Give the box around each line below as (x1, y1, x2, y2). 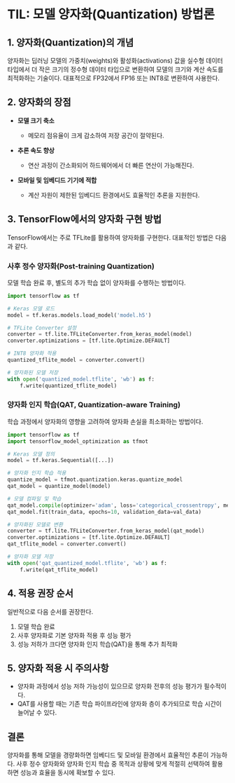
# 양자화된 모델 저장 (7, 369, 59, 376)
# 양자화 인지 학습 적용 (7, 470, 66, 477)
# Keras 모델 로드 (7, 305, 55, 312)
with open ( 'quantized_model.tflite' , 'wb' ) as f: (7, 376, 155, 383)
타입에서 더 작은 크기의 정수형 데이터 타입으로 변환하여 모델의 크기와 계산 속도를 (7, 65, 224, 74)
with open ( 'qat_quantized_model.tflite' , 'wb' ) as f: (7, 559, 168, 566)
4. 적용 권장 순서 (7, 587, 73, 599)
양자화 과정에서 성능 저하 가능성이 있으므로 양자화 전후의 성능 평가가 (17, 682, 203, 690)
